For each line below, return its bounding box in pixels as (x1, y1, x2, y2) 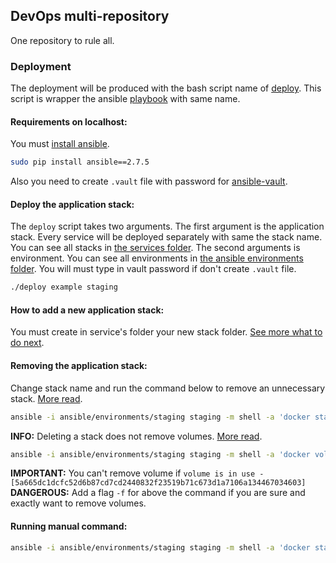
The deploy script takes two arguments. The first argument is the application (10, 220, 325, 233)
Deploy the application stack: (10, 198, 135, 210)
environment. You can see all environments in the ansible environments (10, 252, 304, 264)
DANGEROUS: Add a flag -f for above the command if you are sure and (10, 487, 306, 499)
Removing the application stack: (10, 360, 148, 372)
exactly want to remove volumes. (10, 497, 147, 509)
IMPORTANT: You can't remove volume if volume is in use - (10, 467, 265, 479)
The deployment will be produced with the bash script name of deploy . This (10, 82, 322, 94)
